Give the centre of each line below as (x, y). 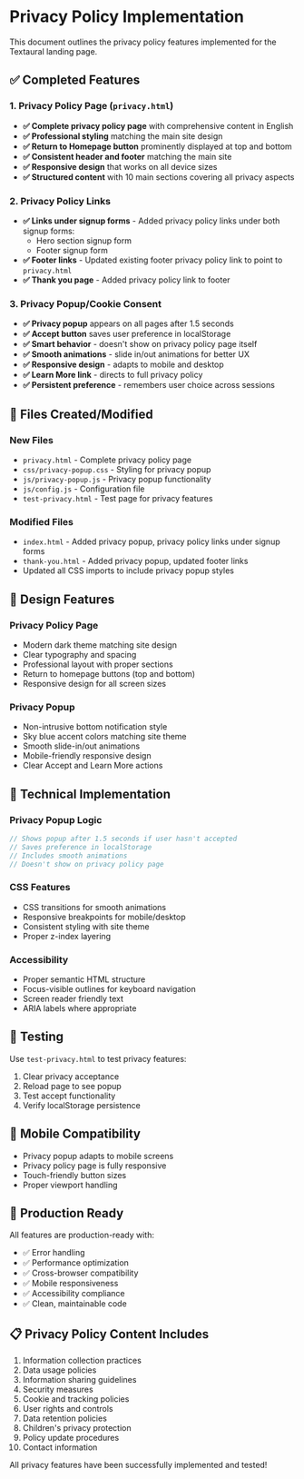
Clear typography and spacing (79, 654)
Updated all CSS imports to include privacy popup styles (128, 571)
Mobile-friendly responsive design (87, 756)
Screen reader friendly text (73, 998)
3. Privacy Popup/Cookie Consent (85, 303)
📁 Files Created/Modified (81, 414)
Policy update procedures (71, 1438)
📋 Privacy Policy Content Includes (109, 1334)
